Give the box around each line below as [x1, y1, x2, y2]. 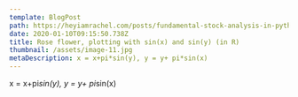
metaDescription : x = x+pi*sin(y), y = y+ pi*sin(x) [9, 54, 208, 63]
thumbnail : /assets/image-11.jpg [9, 46, 133, 55]
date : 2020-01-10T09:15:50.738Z [9, 29, 129, 38]
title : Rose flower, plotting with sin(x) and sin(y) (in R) [9, 37, 240, 47]
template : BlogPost [9, 12, 82, 22]
